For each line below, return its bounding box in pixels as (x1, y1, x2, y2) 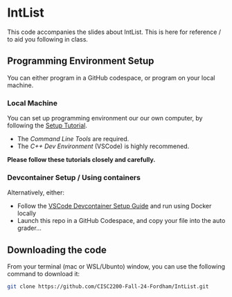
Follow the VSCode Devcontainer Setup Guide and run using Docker (17, 202, 212, 210)
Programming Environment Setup (7, 55, 154, 67)
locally (17, 209, 37, 217)
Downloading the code (7, 244, 107, 255)
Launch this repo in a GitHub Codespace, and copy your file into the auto (17, 217, 226, 225)
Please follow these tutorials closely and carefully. (7, 156, 156, 164)
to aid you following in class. (7, 35, 89, 43)
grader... (17, 224, 42, 233)
